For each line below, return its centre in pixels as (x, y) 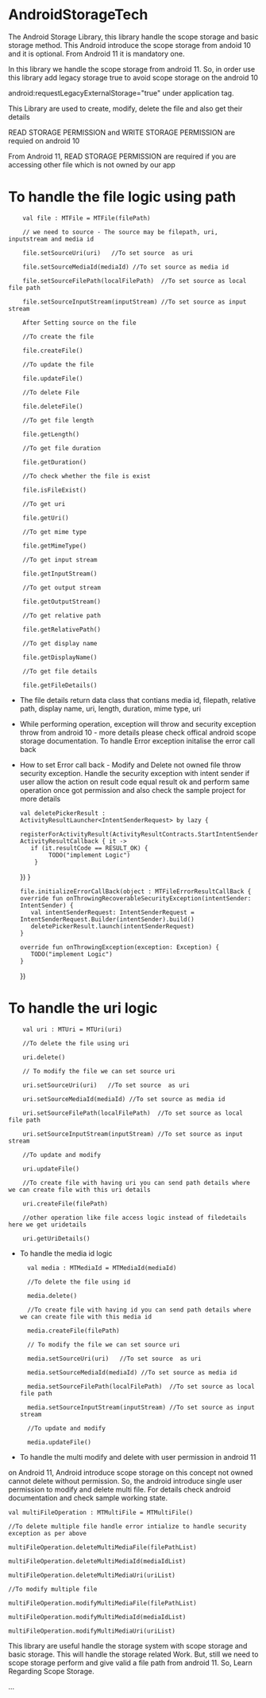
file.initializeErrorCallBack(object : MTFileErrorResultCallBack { (135, 891)
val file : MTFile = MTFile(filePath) (87, 218)
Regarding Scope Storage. (51, 1671)
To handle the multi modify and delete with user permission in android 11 (138, 1457)
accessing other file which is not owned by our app (92, 164)
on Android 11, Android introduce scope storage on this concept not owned (131, 1473)
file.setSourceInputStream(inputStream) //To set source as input (135, 302)
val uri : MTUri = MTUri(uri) (73, 1029)
